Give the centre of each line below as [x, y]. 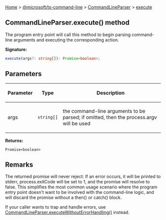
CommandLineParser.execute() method [67, 22]
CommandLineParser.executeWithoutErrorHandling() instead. [67, 213]
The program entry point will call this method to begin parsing [68, 35]
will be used [76, 123]
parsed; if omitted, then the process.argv [110, 117]
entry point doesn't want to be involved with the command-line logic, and [80, 192]
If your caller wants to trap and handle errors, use [56, 207]
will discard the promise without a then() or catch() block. [63, 198]
